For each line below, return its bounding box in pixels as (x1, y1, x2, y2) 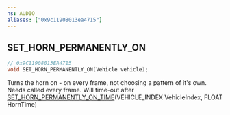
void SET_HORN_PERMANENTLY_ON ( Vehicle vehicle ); (7, 66, 149, 73)
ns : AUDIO (7, 10, 36, 17)
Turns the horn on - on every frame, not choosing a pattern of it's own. (7, 79, 207, 87)
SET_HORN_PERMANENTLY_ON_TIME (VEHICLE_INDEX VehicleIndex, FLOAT (7, 93, 223, 101)
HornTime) (7, 101, 38, 109)
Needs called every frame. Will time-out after (7, 86, 135, 94)
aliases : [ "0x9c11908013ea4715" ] (7, 16, 103, 23)
